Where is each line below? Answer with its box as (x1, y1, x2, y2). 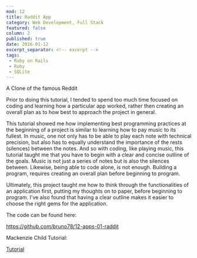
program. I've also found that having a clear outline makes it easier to (6, 194, 174, 201)
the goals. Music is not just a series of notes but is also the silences (6, 158, 169, 165)
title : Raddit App (6, 14, 51, 20)
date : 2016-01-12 (6, 42, 49, 48)
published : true (6, 36, 46, 42)
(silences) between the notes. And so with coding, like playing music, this (6, 145, 184, 152)
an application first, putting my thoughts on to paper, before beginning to (6, 187, 182, 195)
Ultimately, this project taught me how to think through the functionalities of (6, 182, 189, 189)
